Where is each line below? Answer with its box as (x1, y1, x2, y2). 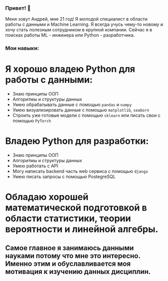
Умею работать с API (12, 163, 59, 169)
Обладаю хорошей (5, 192, 89, 203)
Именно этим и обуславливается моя (5, 259, 131, 268)
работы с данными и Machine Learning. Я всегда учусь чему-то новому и (5, 21, 163, 27)
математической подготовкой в (5, 202, 147, 214)
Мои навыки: (5, 45, 39, 52)
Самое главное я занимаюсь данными (5, 244, 134, 252)
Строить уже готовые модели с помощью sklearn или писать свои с (12, 112, 160, 118)
